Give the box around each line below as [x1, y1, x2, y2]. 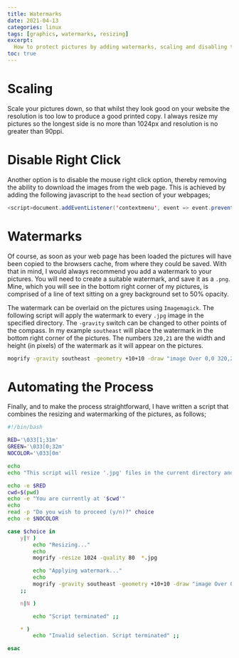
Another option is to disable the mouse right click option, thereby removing [7, 175, 227, 184]
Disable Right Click [7, 152, 121, 168]
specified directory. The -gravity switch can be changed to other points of [7, 318, 227, 327]
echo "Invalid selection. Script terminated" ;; [33, 632, 180, 640]
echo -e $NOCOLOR [7, 515, 59, 522]
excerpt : [7, 37, 33, 44]
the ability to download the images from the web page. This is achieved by [7, 183, 225, 191]
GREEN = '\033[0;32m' [7, 443, 65, 450]
